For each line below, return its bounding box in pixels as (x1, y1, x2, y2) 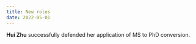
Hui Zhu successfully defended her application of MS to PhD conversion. (6, 31, 191, 38)
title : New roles (6, 8, 51, 15)
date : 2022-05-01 (6, 14, 51, 20)
